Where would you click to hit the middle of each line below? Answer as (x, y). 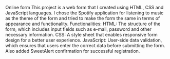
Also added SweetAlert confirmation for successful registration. (73, 51)
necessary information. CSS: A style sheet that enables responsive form (81, 35)
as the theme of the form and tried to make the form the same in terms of (83, 18)
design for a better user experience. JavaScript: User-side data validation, (84, 40)
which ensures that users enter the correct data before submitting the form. (85, 45)
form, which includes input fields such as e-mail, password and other (79, 29)
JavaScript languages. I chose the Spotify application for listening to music (84, 13)
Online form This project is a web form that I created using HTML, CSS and (84, 7)
